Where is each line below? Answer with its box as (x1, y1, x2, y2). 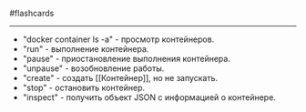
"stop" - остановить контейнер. (22, 82, 146, 93)
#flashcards (9, 8, 55, 18)
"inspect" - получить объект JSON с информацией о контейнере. (22, 92, 276, 103)
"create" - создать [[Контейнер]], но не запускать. (22, 73, 219, 83)
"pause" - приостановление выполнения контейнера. (22, 54, 230, 64)
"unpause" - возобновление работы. (22, 63, 165, 74)
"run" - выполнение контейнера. (22, 44, 149, 54)
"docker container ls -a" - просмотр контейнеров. (22, 34, 215, 45)
